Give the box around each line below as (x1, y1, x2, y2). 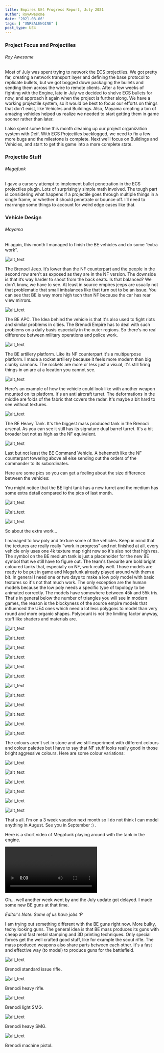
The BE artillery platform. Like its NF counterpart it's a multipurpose (5, 351, 141, 357)
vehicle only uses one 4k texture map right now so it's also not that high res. (5, 548, 159, 554)
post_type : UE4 (5, 26, 36, 30)
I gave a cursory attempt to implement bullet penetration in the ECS (5, 181, 141, 187)
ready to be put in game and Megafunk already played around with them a (5, 569, 155, 575)
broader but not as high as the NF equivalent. (5, 431, 96, 437)
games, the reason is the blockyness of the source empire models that (5, 600, 147, 606)
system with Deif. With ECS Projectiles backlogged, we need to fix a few (5, 131, 151, 137)
